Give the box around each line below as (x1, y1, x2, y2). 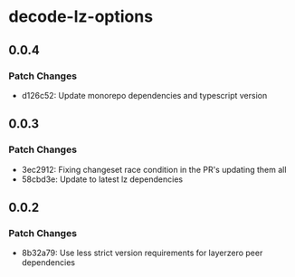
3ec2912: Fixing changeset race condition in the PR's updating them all (21, 164, 287, 175)
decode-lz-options (8, 6, 154, 27)
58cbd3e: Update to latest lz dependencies (21, 174, 183, 185)
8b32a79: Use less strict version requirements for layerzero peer (21, 247, 263, 259)
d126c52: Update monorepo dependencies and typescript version (21, 90, 268, 100)
